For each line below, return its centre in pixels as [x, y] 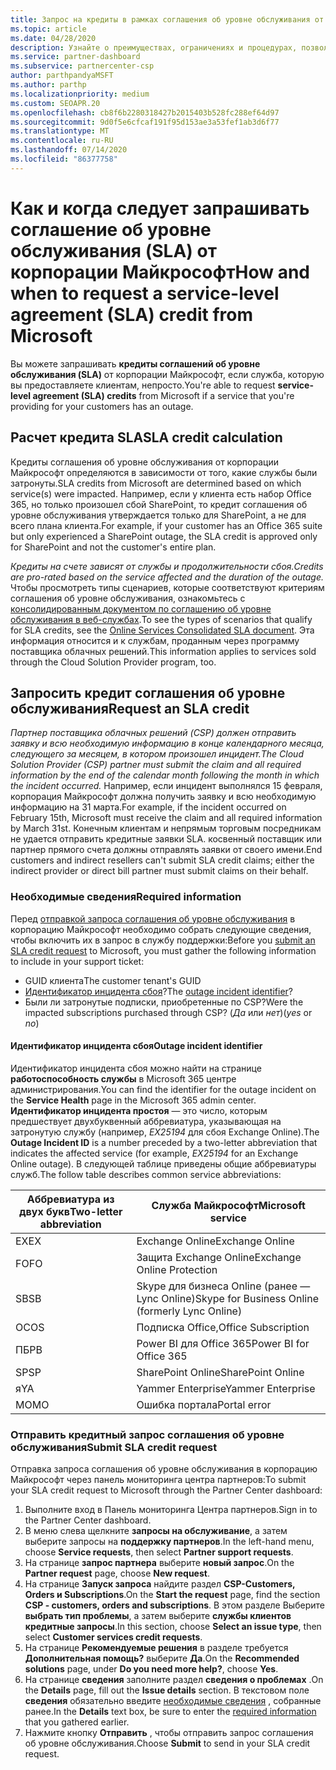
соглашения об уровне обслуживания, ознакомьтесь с [128, 598]
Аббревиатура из [70, 1199]
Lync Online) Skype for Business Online [227, 1298]
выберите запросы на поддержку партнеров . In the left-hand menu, [169, 1542]
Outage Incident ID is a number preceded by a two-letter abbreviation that [164, 1142]
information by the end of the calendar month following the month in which [165, 775]
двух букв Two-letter [70, 1211]
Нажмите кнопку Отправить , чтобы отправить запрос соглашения [169, 1733]
